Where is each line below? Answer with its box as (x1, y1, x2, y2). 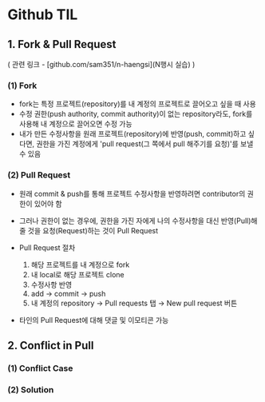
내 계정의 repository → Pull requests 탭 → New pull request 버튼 (30, 298, 238, 308)
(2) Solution (7, 384, 54, 395)
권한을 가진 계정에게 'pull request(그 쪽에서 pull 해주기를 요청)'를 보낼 (36, 139, 254, 149)
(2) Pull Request (7, 169, 71, 181)
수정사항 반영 (30, 280, 73, 289)
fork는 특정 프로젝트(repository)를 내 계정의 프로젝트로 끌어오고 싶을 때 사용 (18, 99, 256, 109)
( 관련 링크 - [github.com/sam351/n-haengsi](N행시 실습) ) (7, 60, 196, 69)
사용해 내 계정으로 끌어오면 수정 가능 (18, 119, 132, 129)
